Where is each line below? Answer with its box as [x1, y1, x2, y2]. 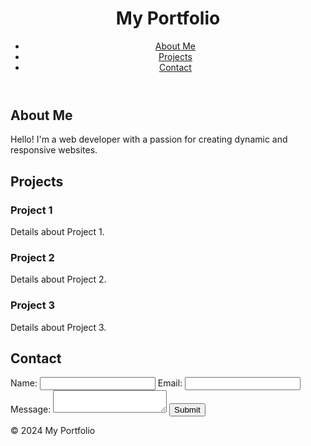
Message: [10, 403, 52, 416]
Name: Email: [10, 377, 183, 389]
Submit [174, 405, 201, 416]
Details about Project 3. [10, 321, 107, 333]
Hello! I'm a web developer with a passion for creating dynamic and [10, 133, 288, 146]
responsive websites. [10, 144, 98, 156]
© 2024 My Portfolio [10, 425, 96, 437]
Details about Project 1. [10, 226, 105, 238]
